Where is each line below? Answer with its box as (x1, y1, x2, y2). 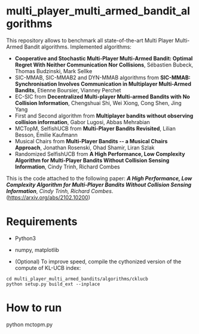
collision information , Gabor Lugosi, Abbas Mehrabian (14, 118, 151, 125)
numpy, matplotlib (14, 246, 60, 253)
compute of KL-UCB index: (14, 264, 81, 271)
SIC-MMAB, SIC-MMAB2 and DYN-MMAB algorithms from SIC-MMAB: (14, 74, 191, 81)
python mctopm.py (6, 321, 53, 328)
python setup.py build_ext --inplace (6, 281, 100, 287)
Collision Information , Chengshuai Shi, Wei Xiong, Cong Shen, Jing (14, 99, 182, 106)
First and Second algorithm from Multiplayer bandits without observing (14, 112, 194, 119)
